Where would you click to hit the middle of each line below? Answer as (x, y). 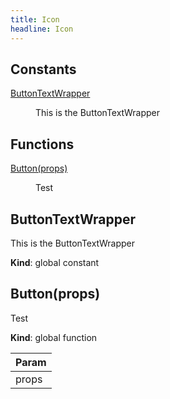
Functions (42, 144)
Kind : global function (54, 337)
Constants (43, 69)
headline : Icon (42, 29)
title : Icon (35, 19)
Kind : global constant (55, 262)
